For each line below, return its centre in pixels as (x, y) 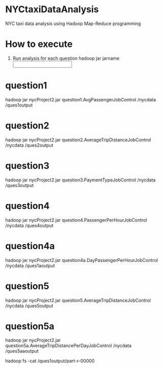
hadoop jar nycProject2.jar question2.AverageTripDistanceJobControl (78, 140)
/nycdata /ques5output (29, 306)
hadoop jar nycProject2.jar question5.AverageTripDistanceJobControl (78, 300)
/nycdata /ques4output (29, 225)
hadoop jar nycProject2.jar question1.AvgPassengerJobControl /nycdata (81, 99)
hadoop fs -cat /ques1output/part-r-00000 (50, 361)
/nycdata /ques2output (29, 145)
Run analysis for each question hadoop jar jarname (66, 58)
